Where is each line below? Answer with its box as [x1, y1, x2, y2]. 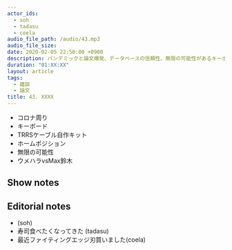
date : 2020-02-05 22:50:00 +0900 [7, 49, 104, 56]
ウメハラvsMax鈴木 [17, 157, 73, 164]
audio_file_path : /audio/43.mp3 [7, 36, 100, 43]
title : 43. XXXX [7, 94, 54, 101]
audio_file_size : [7, 42, 57, 49]
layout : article [7, 68, 54, 75]
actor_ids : [7, 10, 39, 17]
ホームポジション [17, 140, 66, 147]
